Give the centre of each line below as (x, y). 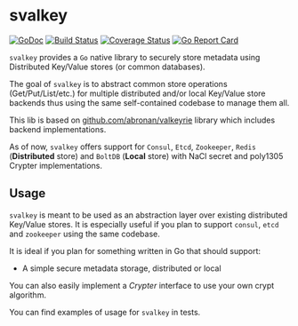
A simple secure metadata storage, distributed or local (121, 268)
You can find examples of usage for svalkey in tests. (105, 312)
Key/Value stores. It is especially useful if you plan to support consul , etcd (144, 224)
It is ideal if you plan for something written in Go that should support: (135, 250)
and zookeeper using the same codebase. (85, 234)
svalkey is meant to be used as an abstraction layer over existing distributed (149, 215)
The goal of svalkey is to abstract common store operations (119, 83)
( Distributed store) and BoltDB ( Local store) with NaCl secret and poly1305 (146, 155)
